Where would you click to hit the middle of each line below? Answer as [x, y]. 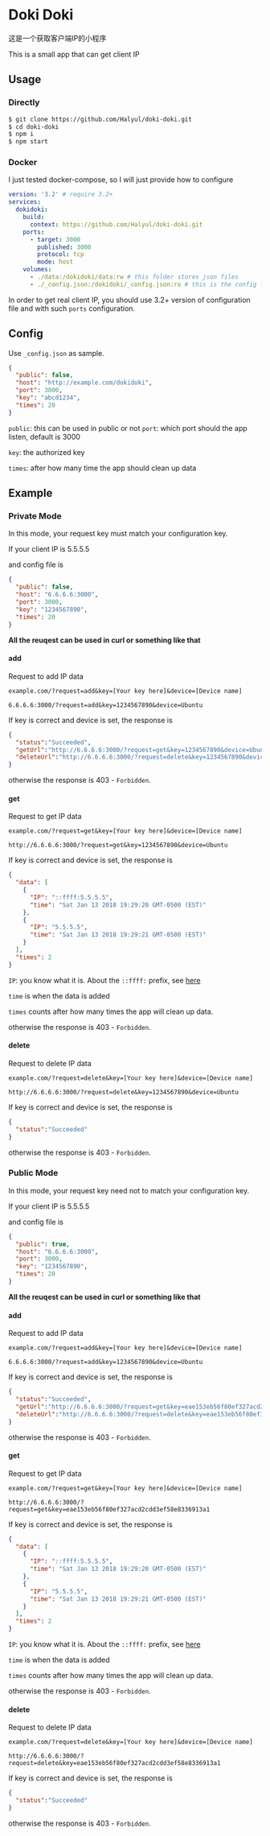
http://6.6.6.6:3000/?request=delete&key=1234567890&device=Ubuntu [124, 1092]
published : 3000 [64, 247]
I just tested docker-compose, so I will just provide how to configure [121, 180]
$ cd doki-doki [34, 126]
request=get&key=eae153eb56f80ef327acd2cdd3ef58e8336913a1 [109, 1509]
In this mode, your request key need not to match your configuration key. [129, 1190]
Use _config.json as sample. [56, 353]
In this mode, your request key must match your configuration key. [118, 534]
